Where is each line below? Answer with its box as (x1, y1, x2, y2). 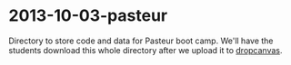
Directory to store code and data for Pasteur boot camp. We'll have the (8, 35, 274, 46)
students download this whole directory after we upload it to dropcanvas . (8, 44, 283, 55)
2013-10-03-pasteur (8, 5, 168, 26)
